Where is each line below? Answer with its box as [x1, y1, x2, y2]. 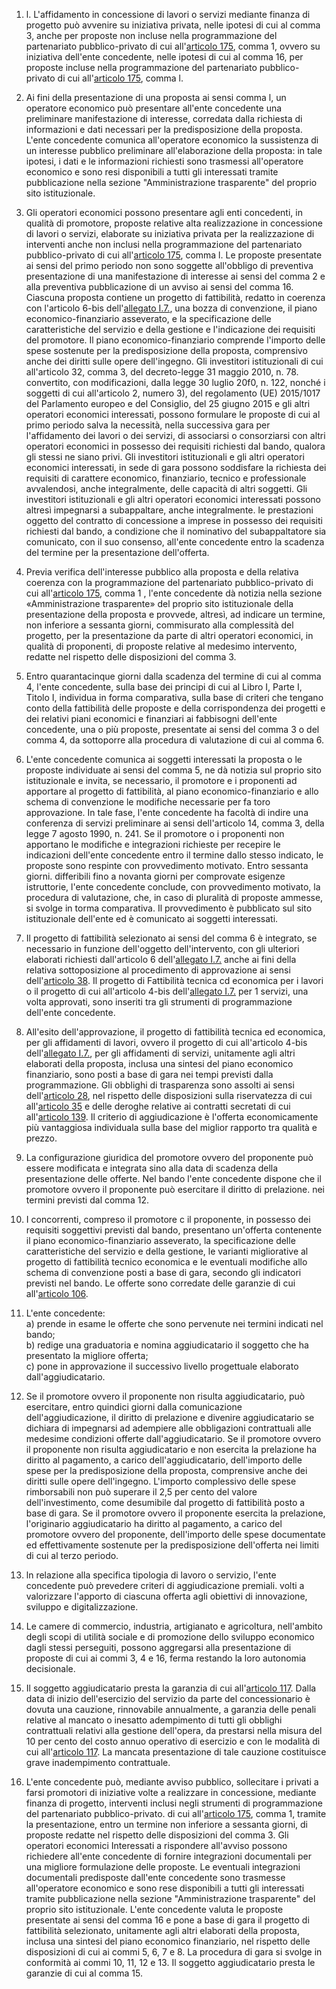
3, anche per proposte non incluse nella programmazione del [25, 30, 278, 41]
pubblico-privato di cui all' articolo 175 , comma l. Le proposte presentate [25, 249, 323, 261]
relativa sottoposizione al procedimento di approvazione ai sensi [25, 964, 291, 976]
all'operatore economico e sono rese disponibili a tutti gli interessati [25, 1882, 305, 1894]
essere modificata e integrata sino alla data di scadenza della [25, 1162, 279, 1174]
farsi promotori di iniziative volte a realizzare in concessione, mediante [25, 1787, 317, 1798]
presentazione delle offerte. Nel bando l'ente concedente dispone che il [25, 1173, 322, 1184]
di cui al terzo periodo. [25, 1550, 119, 1561]
